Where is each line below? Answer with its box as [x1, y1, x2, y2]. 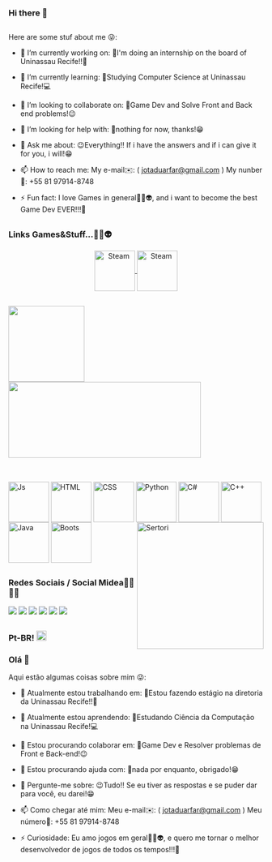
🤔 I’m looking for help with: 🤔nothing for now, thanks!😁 [19, 125, 204, 135]
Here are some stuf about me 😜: [8, 32, 117, 42]
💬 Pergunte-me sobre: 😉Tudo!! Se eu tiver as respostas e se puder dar [19, 780, 257, 790]
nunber [238, 165, 263, 175]
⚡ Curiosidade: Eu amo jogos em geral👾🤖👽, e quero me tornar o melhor [19, 833, 259, 843]
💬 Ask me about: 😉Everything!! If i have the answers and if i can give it [19, 140, 257, 150]
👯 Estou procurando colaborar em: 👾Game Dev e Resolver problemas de [19, 740, 261, 750]
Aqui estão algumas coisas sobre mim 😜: [8, 672, 147, 682]
